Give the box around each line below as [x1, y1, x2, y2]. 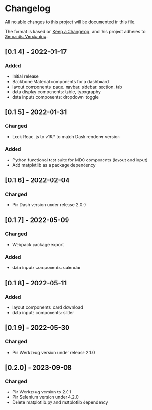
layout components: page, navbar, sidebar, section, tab [12, 84, 122, 89]
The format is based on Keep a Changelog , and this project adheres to [5, 28, 146, 34]
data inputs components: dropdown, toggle [12, 94, 99, 100]
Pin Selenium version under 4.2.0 [12, 394, 79, 400]
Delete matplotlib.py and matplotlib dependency [12, 399, 108, 405]
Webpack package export [12, 241, 64, 247]
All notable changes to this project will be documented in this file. [5, 19, 136, 25]
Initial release [12, 73, 39, 79]
